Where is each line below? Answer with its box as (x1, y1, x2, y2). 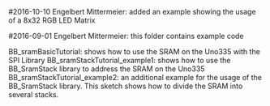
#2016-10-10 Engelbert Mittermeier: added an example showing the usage (8, 7, 257, 16)
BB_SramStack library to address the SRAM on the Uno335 (8, 64, 205, 74)
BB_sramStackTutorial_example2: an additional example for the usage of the (8, 73, 262, 82)
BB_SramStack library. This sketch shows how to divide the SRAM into (8, 81, 243, 91)
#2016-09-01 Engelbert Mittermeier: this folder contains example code (8, 32, 245, 40)
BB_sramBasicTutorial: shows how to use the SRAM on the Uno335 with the (8, 47, 261, 56)
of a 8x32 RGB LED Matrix (8, 15, 96, 25)
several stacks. (8, 90, 59, 100)
